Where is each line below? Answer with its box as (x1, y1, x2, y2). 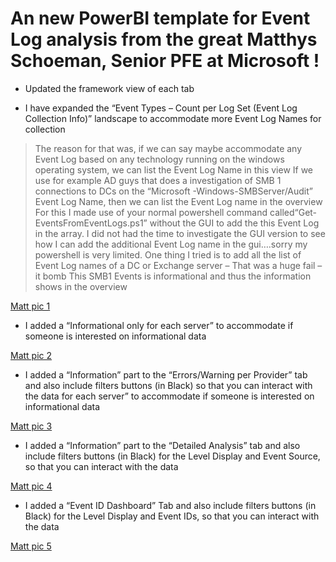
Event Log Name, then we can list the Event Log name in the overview (34, 195, 323, 207)
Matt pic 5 (10, 540, 52, 552)
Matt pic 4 (10, 480, 53, 492)
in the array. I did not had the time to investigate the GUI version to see (34, 227, 326, 239)
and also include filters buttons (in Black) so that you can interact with (24, 379, 313, 391)
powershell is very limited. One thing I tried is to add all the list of (34, 248, 302, 261)
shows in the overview (34, 280, 128, 292)
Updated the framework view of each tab (24, 82, 195, 94)
